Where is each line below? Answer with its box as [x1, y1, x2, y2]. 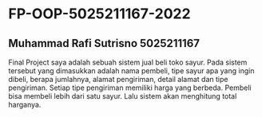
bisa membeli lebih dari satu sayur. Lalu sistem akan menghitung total [8, 92, 237, 100]
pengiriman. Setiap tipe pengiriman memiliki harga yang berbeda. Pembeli [8, 83, 252, 92]
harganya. [8, 100, 42, 109]
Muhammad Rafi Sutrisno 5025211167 [8, 37, 200, 50]
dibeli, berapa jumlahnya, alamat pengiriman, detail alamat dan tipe [8, 75, 228, 84]
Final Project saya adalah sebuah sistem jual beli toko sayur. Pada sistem [8, 57, 248, 67]
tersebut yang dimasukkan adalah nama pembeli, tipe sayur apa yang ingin [8, 66, 255, 76]
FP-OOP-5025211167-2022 [8, 5, 191, 23]
